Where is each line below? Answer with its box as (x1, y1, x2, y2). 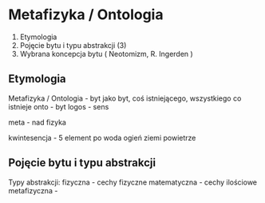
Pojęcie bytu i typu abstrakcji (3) (19, 40, 127, 50)
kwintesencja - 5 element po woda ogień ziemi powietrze (8, 133, 196, 142)
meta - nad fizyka (8, 117, 66, 127)
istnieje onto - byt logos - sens (8, 101, 109, 111)
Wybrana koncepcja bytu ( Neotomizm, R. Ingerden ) (19, 49, 193, 58)
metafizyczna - (8, 185, 58, 195)
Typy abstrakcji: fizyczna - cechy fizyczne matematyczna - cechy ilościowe (8, 177, 258, 187)
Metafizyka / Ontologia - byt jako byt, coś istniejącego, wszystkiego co (8, 94, 242, 103)
